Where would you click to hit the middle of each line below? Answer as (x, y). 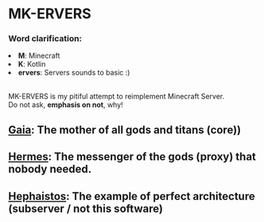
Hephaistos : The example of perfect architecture (132, 196)
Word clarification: (45, 39)
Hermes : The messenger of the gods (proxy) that (132, 157)
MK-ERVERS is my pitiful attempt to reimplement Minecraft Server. (116, 97)
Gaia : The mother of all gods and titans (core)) (124, 130)
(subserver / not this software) (85, 208)
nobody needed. (50, 169)
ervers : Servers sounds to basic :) (74, 73)
